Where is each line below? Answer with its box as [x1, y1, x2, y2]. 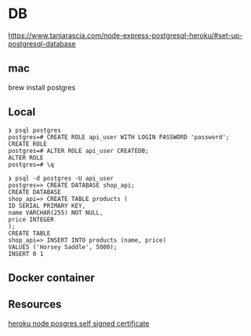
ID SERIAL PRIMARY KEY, [8, 202, 86, 210]
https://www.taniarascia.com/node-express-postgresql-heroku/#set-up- [8, 31, 243, 40]
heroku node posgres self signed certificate [8, 319, 150, 328]
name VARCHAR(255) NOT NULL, [8, 209, 104, 217]
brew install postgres [8, 82, 76, 92]
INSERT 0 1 [8, 250, 44, 257]
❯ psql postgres [8, 126, 61, 134]
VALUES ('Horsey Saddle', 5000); [8, 243, 118, 251]
